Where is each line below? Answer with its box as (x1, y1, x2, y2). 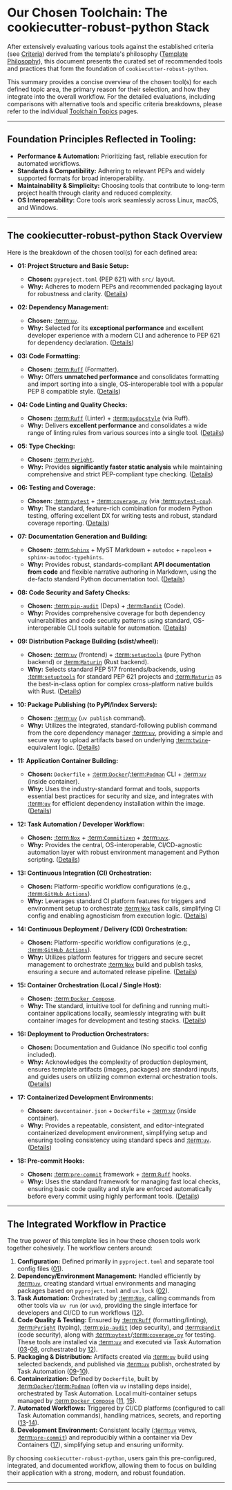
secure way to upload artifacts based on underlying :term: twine (27, 735, 209, 744)
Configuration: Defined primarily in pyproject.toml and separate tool (17, 1257, 215, 1266)
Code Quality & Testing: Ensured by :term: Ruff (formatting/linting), (17, 1316, 209, 1324)
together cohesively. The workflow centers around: (7, 1244, 153, 1252)
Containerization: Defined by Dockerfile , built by (17, 1375, 159, 1383)
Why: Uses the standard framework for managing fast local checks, (27, 1177, 221, 1186)
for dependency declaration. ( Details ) (27, 338, 135, 347)
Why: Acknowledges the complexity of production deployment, (27, 1058, 209, 1066)
